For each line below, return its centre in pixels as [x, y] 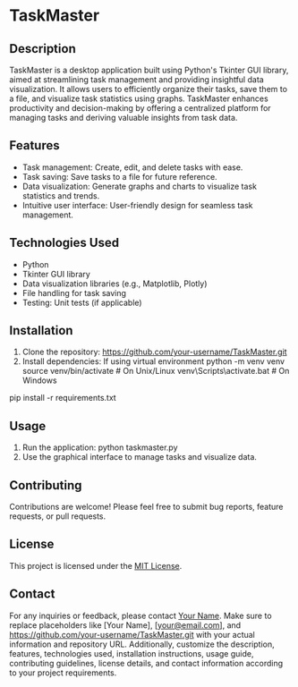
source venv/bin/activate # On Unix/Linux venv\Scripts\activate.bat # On [156, 371]
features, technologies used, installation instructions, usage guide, [132, 653]
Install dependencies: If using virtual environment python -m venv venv [153, 361]
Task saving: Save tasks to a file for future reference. [119, 176]
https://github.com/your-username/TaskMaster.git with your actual [132, 634]
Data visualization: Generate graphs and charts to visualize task [140, 186]
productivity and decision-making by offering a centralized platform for [140, 108]
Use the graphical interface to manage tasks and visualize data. [140, 457]
